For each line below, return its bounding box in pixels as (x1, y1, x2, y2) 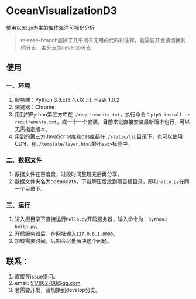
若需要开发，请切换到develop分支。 (14, 287, 101, 294)
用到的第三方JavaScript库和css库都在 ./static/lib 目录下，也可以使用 (14, 133, 183, 140)
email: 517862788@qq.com (14, 280, 81, 287)
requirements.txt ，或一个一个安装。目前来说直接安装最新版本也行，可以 (14, 118, 190, 125)
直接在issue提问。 (14, 273, 59, 280)
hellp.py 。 (14, 223, 42, 230)
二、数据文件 (6, 156, 43, 164)
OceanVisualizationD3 (6, 4, 118, 18)
